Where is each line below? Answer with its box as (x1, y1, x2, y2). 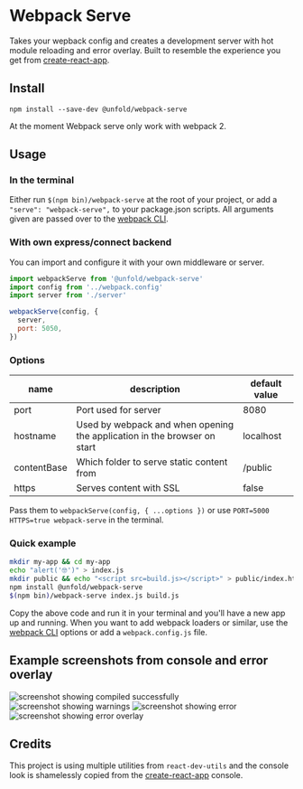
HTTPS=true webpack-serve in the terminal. (9, 514, 164, 525)
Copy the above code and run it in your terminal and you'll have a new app (9, 607, 286, 618)
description (129, 383, 180, 396)
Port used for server (76, 404, 161, 417)
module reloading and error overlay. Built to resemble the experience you (9, 44, 281, 55)
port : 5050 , (17, 324, 63, 333)
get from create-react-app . (9, 54, 110, 65)
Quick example (9, 537, 77, 549)
